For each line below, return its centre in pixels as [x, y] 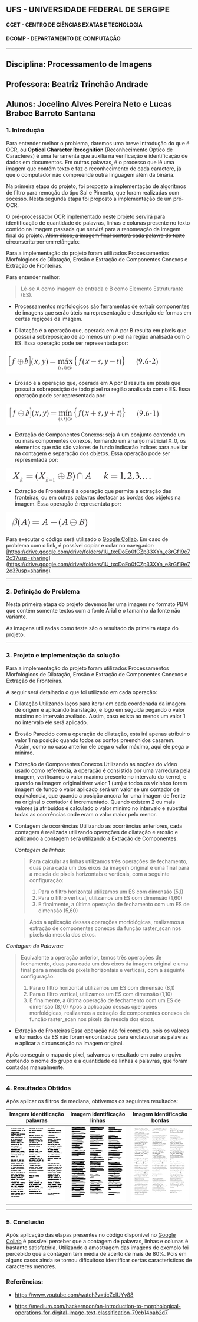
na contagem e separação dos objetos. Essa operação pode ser [92, 453]
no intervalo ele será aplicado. [51, 722]
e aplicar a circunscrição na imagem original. [69, 1044]
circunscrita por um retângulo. [43, 241]
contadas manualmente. [35, 1067]
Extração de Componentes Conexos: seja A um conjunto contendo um [100, 435]
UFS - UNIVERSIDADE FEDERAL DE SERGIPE [88, 10]
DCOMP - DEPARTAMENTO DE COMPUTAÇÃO [63, 38]
